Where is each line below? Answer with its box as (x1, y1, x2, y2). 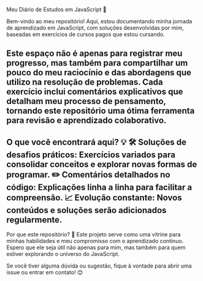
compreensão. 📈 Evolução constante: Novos (6, 192, 182, 203)
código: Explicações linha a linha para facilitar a (6, 182, 192, 192)
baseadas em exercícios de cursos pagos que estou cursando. (6, 31, 165, 38)
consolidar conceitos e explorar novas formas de (6, 159, 197, 170)
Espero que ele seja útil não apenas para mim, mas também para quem (6, 244, 186, 251)
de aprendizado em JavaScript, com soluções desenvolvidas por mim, (6, 24, 184, 31)
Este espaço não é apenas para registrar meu (6, 48, 183, 59)
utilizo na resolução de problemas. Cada (6, 77, 164, 88)
